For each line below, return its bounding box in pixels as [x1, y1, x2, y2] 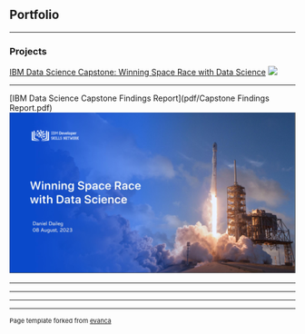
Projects [9, 44, 47, 57]
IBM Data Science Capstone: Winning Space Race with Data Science [9, 67, 266, 78]
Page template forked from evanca [9, 317, 112, 326]
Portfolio [9, 7, 60, 23]
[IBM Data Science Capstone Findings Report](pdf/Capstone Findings [9, 93, 270, 103]
